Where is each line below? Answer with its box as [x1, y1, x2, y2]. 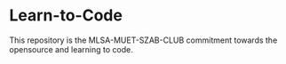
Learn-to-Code [9, 5, 123, 26]
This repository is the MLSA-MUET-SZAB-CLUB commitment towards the [9, 35, 278, 45]
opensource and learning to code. [9, 44, 133, 54]
